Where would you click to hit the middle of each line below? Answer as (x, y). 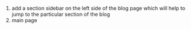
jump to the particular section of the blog (61, 14)
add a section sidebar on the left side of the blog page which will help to (98, 8)
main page (24, 20)
